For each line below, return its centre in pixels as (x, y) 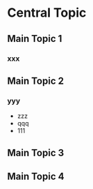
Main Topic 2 (36, 81)
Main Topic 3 (36, 152)
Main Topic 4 (36, 176)
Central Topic (47, 13)
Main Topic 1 (35, 39)
